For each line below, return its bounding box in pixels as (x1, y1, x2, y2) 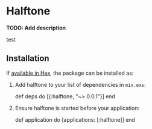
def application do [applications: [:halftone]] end (14, 116, 136, 123)
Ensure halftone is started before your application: (14, 104, 140, 112)
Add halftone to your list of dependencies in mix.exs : (14, 81, 146, 88)
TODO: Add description (6, 24, 66, 31)
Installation (6, 53, 49, 64)
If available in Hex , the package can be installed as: (6, 69, 134, 77)
